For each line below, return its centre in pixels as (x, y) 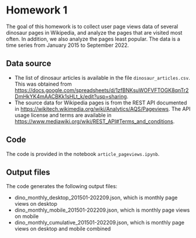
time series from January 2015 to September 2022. (68, 45)
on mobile (27, 216)
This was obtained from (43, 84)
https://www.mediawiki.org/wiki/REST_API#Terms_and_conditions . (94, 121)
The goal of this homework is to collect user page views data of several (92, 26)
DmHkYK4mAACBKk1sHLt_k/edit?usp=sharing (71, 96)
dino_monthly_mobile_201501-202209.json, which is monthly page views (102, 210)
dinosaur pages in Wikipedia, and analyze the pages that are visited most (94, 32)
